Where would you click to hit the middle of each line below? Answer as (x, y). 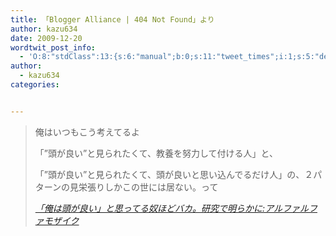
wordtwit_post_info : (53, 47)
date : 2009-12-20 (46, 38)
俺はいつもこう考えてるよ (87, 132)
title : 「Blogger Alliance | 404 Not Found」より (112, 19)
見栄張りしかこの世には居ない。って (144, 187)
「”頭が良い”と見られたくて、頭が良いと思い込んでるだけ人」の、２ (174, 174)
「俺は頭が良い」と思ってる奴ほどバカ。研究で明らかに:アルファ (167, 208)
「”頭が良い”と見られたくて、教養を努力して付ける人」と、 (156, 153)
